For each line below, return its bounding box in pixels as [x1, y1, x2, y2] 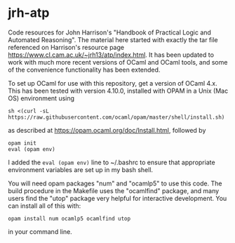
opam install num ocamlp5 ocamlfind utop [8, 215, 131, 222]
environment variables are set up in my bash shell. [8, 165, 154, 173]
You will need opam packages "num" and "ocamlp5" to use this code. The [8, 179, 222, 188]
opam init [8, 139, 37, 147]
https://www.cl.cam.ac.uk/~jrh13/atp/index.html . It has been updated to [8, 51, 215, 59]
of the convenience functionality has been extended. [8, 65, 161, 74]
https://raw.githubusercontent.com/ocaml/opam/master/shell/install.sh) [8, 114, 225, 121]
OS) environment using [8, 93, 75, 103]
